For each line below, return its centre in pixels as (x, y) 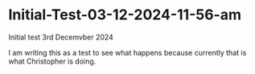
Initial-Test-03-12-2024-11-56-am (125, 15)
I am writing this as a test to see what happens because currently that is (127, 52)
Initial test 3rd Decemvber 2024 (61, 37)
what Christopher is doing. (52, 61)
